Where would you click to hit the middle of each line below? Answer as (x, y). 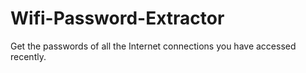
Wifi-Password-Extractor (117, 18)
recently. (28, 56)
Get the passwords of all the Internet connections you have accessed (153, 46)
